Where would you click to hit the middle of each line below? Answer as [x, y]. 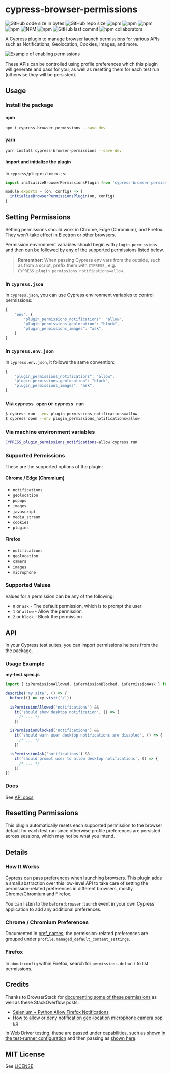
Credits [17, 985]
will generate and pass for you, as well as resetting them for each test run [82, 69]
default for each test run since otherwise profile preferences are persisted [83, 831]
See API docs [19, 797]
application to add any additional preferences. [53, 909]
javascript [24, 512]
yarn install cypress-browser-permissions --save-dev [64, 150]
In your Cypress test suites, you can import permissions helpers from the [82, 645]
